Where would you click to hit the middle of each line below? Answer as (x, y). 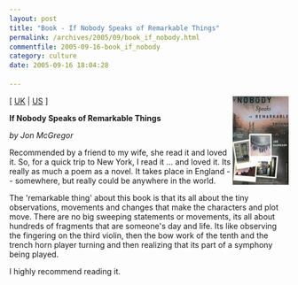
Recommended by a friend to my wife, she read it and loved (118, 152)
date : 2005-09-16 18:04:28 (59, 65)
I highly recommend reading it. (65, 271)
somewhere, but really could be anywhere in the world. (115, 181)
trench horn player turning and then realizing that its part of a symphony (141, 244)
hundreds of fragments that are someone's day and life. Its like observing (143, 226)
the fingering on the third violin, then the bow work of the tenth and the (139, 235)
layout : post (33, 19)
